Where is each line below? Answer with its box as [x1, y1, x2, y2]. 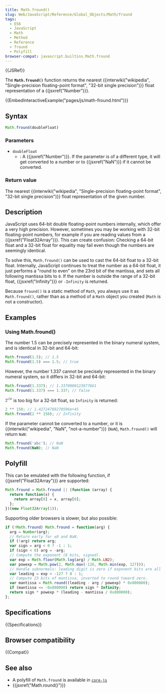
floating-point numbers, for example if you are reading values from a [5, 232, 146, 238]
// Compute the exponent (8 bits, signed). [9, 553, 101, 558]
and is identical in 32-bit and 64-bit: [5, 345, 79, 351]
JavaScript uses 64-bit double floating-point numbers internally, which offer [5, 221, 162, 227]
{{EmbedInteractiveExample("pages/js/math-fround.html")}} [5, 97, 129, 103]
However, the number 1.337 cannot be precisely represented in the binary [5, 368, 156, 374]
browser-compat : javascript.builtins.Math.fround [5, 53, 110, 59]
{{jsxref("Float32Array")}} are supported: [5, 478, 89, 484]
